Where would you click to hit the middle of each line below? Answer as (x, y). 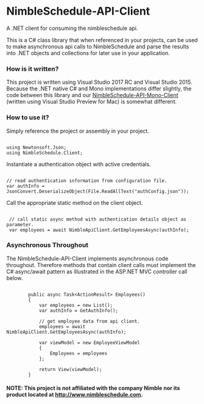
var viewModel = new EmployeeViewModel (89, 343)
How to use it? (28, 117)
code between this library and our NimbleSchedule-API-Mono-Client (92, 95)
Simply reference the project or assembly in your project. (78, 131)
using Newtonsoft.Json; (37, 147)
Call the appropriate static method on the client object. (75, 202)
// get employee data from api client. (89, 321)
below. (15, 278)
